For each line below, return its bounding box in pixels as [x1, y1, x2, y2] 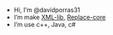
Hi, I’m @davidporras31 [13, 6, 80, 14]
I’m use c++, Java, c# [13, 21, 76, 28]
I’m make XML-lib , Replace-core [13, 13, 106, 21]
